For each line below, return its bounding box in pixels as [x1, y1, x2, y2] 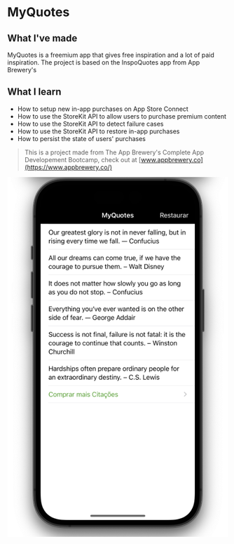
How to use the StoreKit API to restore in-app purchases [17, 127, 180, 135]
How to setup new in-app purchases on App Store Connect [17, 105, 189, 113]
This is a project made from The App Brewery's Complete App [24, 148, 205, 157]
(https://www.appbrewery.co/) [24, 163, 113, 171]
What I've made [7, 32, 78, 44]
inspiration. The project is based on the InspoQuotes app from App [7, 58, 200, 67]
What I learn [7, 86, 62, 98]
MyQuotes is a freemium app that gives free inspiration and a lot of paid [7, 51, 215, 59]
